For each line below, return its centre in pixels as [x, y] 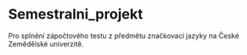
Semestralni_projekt [76, 14]
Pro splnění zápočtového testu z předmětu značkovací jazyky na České [124, 36]
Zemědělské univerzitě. [46, 43]
